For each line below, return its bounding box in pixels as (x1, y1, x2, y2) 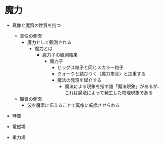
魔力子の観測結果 (42, 51, 78, 58)
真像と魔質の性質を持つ (12, 22, 61, 28)
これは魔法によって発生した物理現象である (65, 89, 153, 96)
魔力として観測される (27, 39, 72, 45)
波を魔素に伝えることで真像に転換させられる (27, 102, 120, 108)
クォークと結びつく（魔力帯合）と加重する (57, 70, 146, 77)
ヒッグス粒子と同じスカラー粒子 (57, 64, 124, 70)
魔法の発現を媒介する (57, 77, 102, 83)
